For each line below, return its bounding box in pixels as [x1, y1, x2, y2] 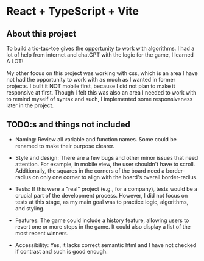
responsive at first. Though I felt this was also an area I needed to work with [6, 89, 197, 96]
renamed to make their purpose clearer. [15, 142, 115, 149]
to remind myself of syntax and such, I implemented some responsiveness [6, 96, 193, 102]
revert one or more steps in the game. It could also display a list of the [15, 223, 191, 230]
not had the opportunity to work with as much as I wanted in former [6, 76, 176, 83]
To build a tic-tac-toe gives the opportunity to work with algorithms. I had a [6, 45, 195, 52]
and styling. [15, 204, 45, 212]
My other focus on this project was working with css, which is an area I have [6, 70, 198, 77]
